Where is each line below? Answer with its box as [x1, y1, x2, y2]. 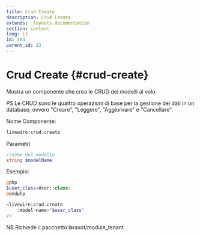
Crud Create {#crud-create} [6, 68, 149, 82]
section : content [6, 25, 50, 32]
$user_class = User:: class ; [6, 185, 71, 191]
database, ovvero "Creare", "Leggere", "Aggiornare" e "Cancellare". [6, 106, 174, 113]
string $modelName [6, 157, 52, 163]
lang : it [6, 31, 28, 37]
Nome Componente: [6, 118, 56, 125]
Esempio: [6, 168, 29, 175]
